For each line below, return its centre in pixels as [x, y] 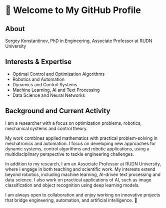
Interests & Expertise [38, 62]
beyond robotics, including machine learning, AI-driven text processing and [83, 174]
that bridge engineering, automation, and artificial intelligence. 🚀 [71, 200]
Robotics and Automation [38, 79]
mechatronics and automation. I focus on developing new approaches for [80, 143]
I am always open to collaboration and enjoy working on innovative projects [83, 194]
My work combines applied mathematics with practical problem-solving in [81, 138]
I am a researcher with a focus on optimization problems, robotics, [73, 123]
